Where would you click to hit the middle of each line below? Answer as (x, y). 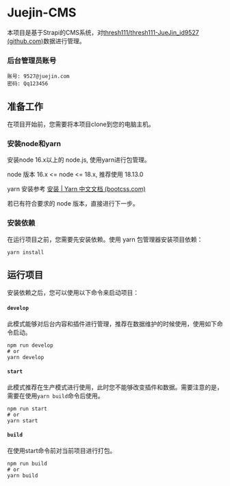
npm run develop (30, 345)
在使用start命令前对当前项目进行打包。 (62, 451)
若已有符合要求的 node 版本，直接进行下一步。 (73, 204)
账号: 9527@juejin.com (38, 77)
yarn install (26, 252)
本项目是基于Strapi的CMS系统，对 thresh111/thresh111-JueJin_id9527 (103, 32)
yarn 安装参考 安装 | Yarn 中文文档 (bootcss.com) (76, 189)
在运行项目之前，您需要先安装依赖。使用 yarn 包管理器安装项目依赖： (105, 239)
